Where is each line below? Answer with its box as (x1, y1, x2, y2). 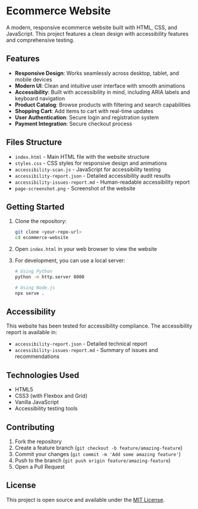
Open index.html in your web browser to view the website (14, 246, 158, 253)
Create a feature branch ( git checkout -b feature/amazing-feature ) (14, 444, 183, 451)
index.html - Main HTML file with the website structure (14, 153, 150, 160)
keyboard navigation (14, 95, 65, 102)
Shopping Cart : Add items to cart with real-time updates (14, 107, 153, 114)
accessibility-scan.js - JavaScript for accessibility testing (14, 165, 161, 173)
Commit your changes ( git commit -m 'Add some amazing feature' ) (14, 451, 181, 458)
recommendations (14, 353, 59, 360)
